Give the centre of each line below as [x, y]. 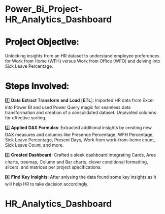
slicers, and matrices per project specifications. [53, 167]
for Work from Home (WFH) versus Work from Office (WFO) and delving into [83, 61]
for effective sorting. [26, 118]
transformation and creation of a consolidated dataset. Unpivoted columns [81, 113]
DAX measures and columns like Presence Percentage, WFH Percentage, [80, 135]
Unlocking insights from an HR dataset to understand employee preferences [82, 56]
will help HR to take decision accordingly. [47, 184]
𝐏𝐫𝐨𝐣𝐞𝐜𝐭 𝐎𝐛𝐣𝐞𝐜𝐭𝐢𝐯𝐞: [42, 42]
